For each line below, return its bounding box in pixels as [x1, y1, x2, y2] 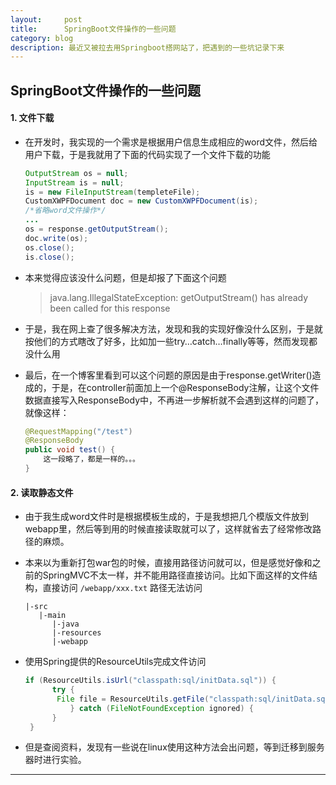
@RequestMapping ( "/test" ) [24, 426, 133, 436]
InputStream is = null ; [24, 177, 125, 188]
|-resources [51, 628, 102, 638]
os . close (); [24, 242, 75, 253]
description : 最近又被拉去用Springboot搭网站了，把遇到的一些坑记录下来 [10, 42, 285, 53]
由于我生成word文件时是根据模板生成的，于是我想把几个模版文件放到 [24, 511, 310, 523]
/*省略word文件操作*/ [24, 206, 107, 216]
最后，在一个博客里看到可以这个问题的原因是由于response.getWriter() [24, 369, 313, 381]
